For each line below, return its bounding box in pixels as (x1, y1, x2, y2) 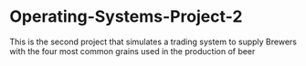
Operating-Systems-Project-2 (9, 6, 243, 27)
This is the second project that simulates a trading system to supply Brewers (9, 36, 297, 47)
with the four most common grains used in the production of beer (9, 45, 256, 56)
